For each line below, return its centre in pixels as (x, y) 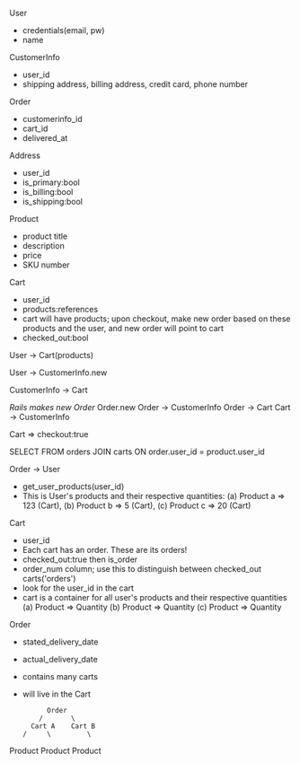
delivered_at (45, 138)
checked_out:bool (55, 338)
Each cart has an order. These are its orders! (105, 550)
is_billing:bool (48, 192)
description (43, 246)
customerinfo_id (52, 119)
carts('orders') (49, 579)
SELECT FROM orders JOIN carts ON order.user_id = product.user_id (137, 452)
